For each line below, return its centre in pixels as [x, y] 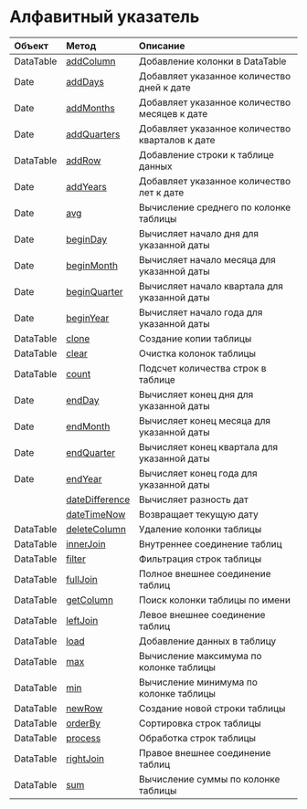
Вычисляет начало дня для [198, 233]
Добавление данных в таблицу [207, 641]
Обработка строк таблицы [197, 738]
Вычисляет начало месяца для [207, 259]
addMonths [90, 108]
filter [76, 559]
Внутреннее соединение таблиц [210, 543]
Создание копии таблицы [195, 338]
